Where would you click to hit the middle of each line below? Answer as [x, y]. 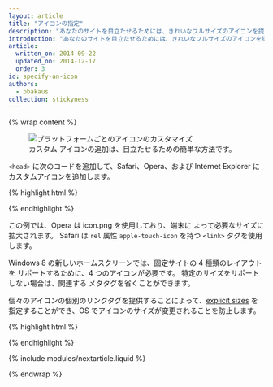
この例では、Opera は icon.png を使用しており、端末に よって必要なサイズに [136, 225]
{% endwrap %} [35, 374]
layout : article [36, 16]
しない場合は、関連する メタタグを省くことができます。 [102, 283]
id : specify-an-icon [43, 76]
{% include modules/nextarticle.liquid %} [77, 359]
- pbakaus [32, 91]
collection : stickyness [49, 99]
